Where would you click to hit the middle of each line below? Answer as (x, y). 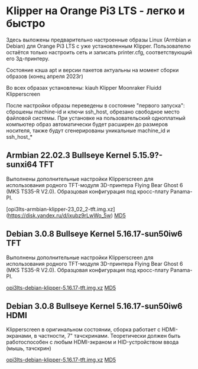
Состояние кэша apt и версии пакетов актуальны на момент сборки (92, 70)
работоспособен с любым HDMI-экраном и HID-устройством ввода (92, 342)
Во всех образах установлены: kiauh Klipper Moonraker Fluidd (84, 87)
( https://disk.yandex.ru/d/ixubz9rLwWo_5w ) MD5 (66, 215)
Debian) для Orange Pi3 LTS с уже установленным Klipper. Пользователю (98, 46)
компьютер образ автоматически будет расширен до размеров (87, 124)
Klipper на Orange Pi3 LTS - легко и (95, 11)
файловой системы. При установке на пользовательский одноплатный (96, 118)
